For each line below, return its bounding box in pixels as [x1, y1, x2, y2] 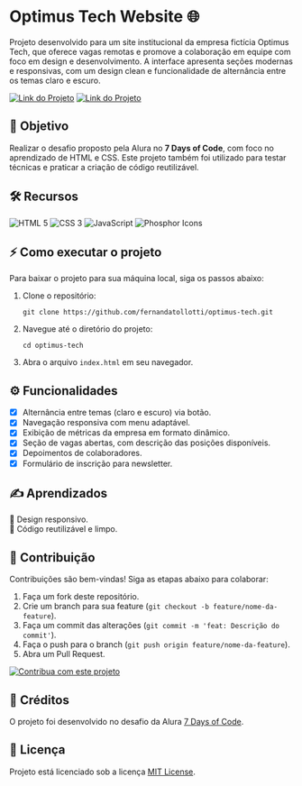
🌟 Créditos [9, 692, 69, 708]
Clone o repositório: [22, 290, 96, 301]
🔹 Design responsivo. [9, 514, 88, 525]
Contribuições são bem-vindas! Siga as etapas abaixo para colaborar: [9, 574, 269, 585]
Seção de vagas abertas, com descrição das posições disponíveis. [22, 437, 271, 448]
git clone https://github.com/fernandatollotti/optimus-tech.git [22, 308, 273, 317]
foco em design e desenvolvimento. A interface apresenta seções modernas [9, 56, 293, 67]
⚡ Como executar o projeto [9, 244, 162, 260]
